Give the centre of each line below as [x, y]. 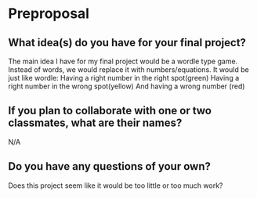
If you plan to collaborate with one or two [110, 111]
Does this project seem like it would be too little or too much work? [116, 185]
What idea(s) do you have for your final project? [127, 43]
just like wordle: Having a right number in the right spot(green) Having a [124, 78]
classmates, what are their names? [95, 123]
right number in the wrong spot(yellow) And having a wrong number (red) [127, 86]
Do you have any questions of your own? [110, 166]
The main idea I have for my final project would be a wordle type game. [123, 61]
